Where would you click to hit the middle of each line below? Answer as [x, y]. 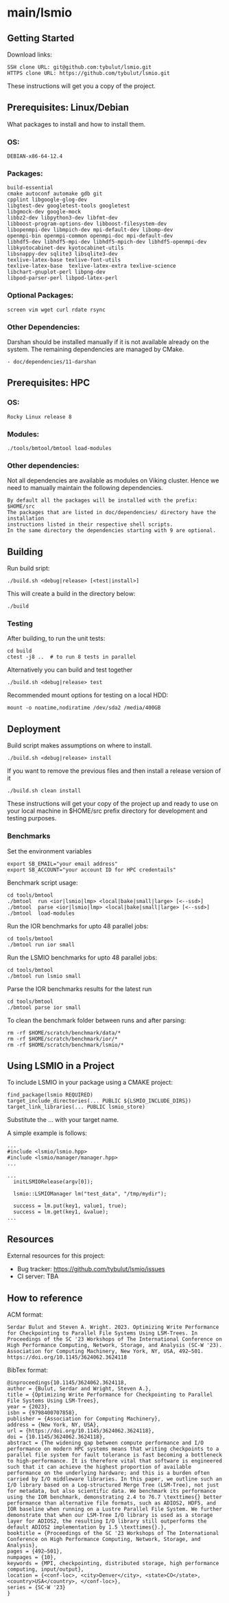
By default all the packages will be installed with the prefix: [102, 500]
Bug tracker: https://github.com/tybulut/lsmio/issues [91, 1269]
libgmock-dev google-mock [44, 212]
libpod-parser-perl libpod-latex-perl [62, 278]
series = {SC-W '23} [37, 1587]
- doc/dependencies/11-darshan [52, 362]
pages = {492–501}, [35, 1551]
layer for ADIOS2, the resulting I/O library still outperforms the [107, 1521]
